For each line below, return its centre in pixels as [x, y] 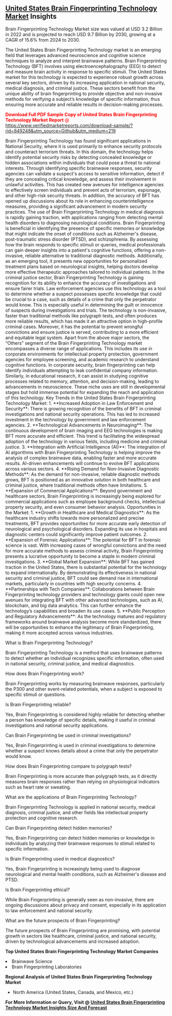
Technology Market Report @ [37, 120]
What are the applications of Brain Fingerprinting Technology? [71, 797]
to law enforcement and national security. [49, 911]
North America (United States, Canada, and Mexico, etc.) [73, 992]
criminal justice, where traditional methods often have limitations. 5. [77, 485]
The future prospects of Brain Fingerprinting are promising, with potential [83, 930]
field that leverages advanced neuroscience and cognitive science [75, 55]
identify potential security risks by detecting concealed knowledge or [79, 157]
